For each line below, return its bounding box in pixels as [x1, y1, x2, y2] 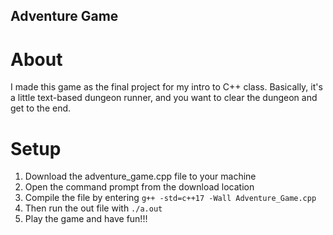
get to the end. [10, 102, 72, 114]
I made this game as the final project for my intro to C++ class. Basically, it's [10, 81, 323, 93]
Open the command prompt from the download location [24, 181, 255, 193]
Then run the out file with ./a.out [24, 202, 163, 214]
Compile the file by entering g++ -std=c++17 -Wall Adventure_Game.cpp [24, 192, 317, 204]
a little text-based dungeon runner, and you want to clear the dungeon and [10, 92, 318, 104]
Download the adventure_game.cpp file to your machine [24, 170, 257, 183]
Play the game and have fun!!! [24, 213, 148, 225]
